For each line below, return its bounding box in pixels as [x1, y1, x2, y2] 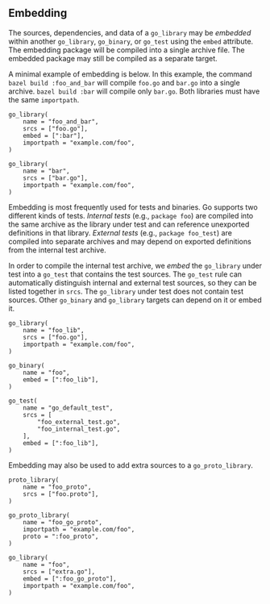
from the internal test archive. [8, 245, 106, 255]
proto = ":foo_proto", [23, 532, 99, 540]
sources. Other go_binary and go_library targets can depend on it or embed [8, 294, 262, 305]
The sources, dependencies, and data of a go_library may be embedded [8, 27, 251, 37]
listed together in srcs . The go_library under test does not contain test [8, 286, 244, 296]
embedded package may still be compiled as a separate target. [8, 53, 218, 63]
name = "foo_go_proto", [23, 518, 103, 527]
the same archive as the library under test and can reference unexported [8, 219, 250, 229]
